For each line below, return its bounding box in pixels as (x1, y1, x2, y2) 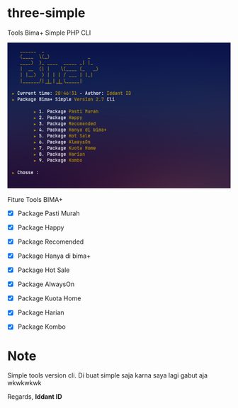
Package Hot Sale (17, 266, 70, 274)
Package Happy (17, 223, 64, 232)
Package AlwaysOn (17, 280, 75, 288)
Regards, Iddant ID (7, 392, 62, 401)
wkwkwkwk (7, 379, 42, 387)
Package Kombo (17, 322, 66, 331)
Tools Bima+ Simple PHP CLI (7, 28, 91, 37)
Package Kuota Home (17, 294, 81, 302)
